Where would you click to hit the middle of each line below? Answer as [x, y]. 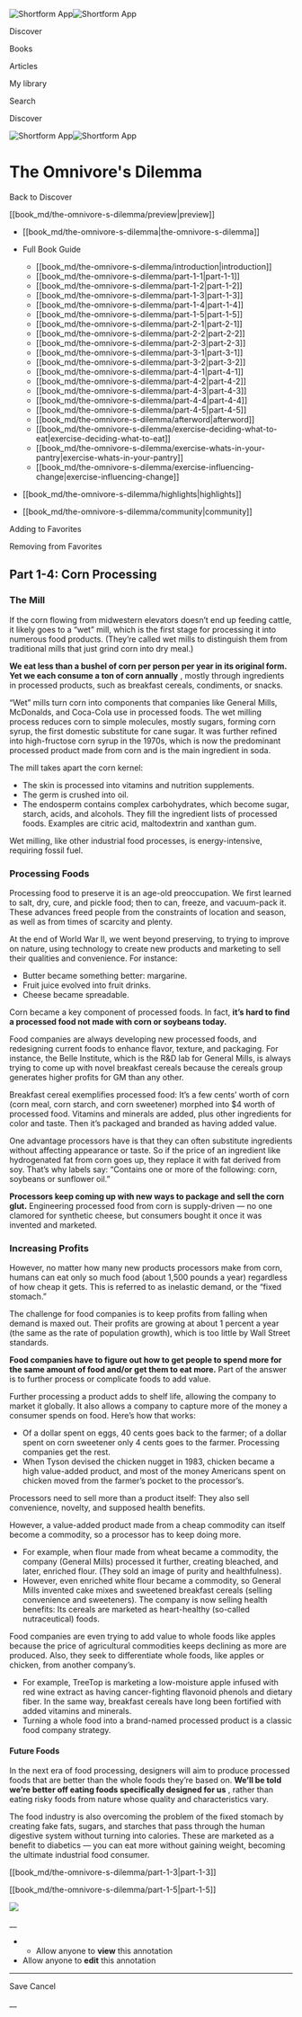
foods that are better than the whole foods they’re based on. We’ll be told [145, 1781]
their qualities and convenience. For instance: [93, 958]
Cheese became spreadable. [75, 994]
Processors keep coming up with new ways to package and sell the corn [147, 1196]
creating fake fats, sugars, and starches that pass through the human [137, 1826]
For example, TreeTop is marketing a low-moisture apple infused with [150, 1683]
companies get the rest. [66, 1453]
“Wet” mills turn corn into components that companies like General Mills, [143, 702]
